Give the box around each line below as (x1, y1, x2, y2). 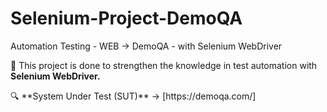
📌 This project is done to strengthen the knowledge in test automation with (10, 59, 318, 71)
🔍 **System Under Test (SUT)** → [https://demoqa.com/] (10, 90, 257, 102)
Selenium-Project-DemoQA (10, 7, 243, 30)
